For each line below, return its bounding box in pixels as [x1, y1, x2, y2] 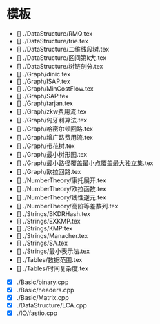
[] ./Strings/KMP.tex [16, 224, 73, 233]
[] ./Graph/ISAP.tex [16, 77, 70, 85]
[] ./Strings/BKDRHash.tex [16, 209, 91, 217]
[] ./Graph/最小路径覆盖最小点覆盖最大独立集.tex [16, 159, 154, 167]
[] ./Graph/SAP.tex [16, 91, 69, 100]
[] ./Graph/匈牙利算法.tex [16, 116, 88, 124]
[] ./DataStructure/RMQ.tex [16, 29, 93, 38]
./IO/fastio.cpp [16, 309, 58, 317]
